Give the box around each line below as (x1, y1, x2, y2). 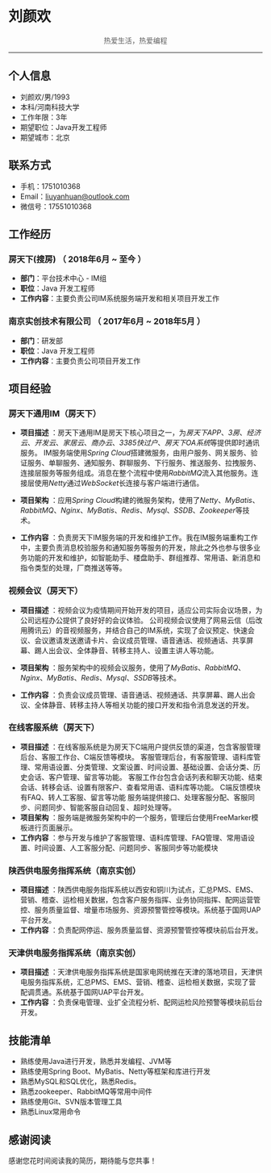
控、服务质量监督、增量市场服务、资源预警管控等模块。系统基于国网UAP (19, 905, 261, 915)
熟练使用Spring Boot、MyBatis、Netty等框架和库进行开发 (19, 1066, 211, 1076)
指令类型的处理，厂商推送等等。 (19, 563, 127, 573)
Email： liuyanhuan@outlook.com (19, 191, 131, 201)
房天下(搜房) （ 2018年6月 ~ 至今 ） (8, 253, 147, 265)
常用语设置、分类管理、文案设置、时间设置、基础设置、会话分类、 (34, 762, 254, 772)
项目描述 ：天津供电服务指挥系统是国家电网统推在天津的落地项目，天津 (19, 967, 256, 977)
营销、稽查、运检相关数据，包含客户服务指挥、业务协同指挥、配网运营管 (19, 895, 261, 905)
